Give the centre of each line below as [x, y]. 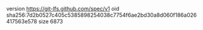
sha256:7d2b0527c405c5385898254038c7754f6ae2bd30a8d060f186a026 [101, 15]
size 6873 [51, 21]
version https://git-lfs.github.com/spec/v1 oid [63, 9]
